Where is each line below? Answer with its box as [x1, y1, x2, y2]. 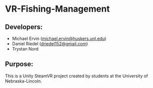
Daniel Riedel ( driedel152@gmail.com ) [12, 41, 88, 47]
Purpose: [5, 60, 33, 69]
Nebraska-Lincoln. [5, 78, 42, 84]
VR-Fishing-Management [5, 3, 110, 15]
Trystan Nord [12, 46, 39, 52]
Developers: [5, 23, 43, 31]
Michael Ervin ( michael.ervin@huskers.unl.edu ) [12, 35, 107, 41]
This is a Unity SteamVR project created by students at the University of [5, 73, 149, 79]
